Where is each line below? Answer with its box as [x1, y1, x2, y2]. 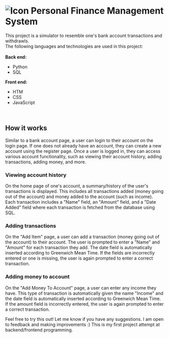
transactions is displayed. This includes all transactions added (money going [5, 188, 164, 195]
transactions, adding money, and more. [5, 159, 87, 165]
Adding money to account [5, 273, 70, 280]
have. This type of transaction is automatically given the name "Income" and [5, 290, 163, 296]
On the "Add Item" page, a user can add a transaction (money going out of [5, 234, 159, 240]
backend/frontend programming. [5, 326, 73, 333]
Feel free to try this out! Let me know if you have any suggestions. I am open [5, 316, 164, 322]
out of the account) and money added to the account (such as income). [5, 194, 153, 200]
